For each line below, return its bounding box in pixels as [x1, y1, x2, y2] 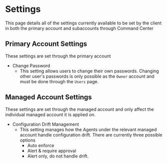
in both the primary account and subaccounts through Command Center [5, 25, 154, 31]
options [19, 137, 36, 143]
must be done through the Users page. [19, 78, 99, 84]
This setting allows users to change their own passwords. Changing [19, 68, 160, 74]
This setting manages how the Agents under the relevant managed [19, 126, 157, 133]
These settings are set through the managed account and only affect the [5, 106, 155, 112]
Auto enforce [27, 142, 54, 148]
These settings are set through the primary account [5, 53, 111, 59]
